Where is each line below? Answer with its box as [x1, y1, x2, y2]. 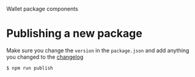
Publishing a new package [6, 27, 142, 40]
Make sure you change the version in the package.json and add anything [6, 46, 189, 54]
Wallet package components [6, 5, 78, 12]
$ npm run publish [6, 65, 53, 71]
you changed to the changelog [6, 53, 84, 61]
